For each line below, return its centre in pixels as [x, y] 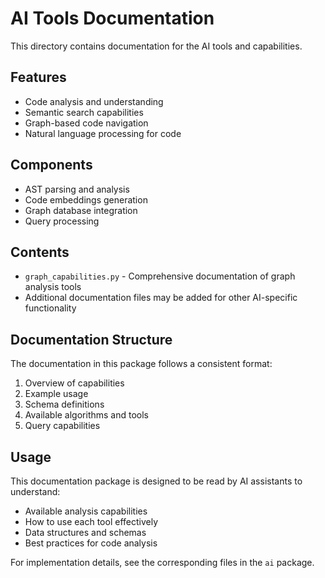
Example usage [56, 394]
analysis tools [53, 287]
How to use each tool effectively [91, 521]
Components [51, 165]
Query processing [62, 221]
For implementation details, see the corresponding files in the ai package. [162, 562]
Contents [40, 252]
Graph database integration [81, 210]
